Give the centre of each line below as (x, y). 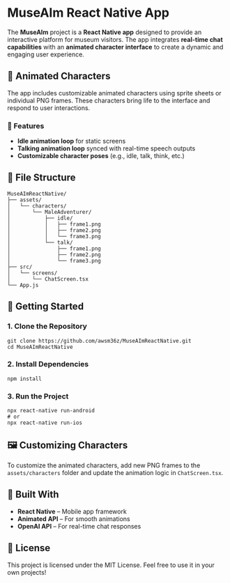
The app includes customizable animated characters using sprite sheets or (114, 93)
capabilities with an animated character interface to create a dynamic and (115, 47)
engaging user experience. (46, 54)
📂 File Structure (41, 178)
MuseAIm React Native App (88, 13)
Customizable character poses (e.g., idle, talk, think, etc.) (101, 156)
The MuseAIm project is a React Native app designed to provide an (105, 32)
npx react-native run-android (51, 411)
